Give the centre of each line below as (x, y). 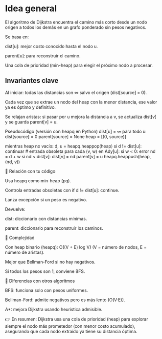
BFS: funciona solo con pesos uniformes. (46, 290)
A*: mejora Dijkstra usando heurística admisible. (54, 309)
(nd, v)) (13, 162)
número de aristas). (25, 252)
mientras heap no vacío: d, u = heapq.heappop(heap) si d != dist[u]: (73, 146)
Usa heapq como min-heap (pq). (38, 181)
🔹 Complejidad (20, 238)
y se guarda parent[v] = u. (31, 122)
